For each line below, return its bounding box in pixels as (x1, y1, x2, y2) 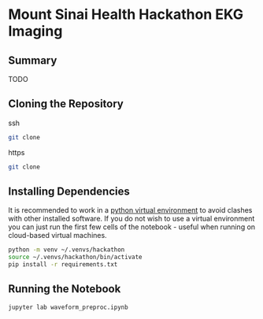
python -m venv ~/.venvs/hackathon (8, 246, 125, 254)
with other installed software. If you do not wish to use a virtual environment (8, 214, 255, 224)
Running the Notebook (8, 282, 121, 296)
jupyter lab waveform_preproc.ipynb (8, 303, 128, 311)
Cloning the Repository (8, 97, 124, 111)
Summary (8, 54, 57, 67)
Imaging (8, 22, 63, 40)
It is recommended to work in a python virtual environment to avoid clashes (8, 206, 253, 215)
